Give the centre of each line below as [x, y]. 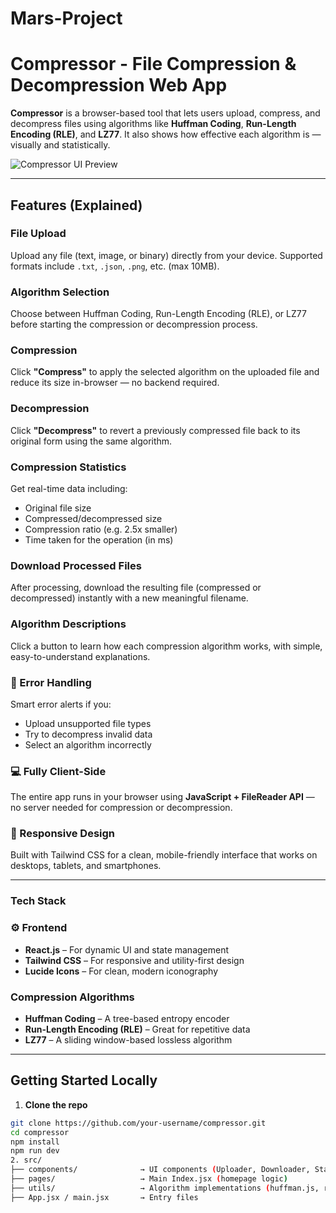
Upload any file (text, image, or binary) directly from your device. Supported [166, 255]
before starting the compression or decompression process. [134, 324]
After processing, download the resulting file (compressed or [136, 588]
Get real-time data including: [69, 488]
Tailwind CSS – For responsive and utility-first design [134, 960]
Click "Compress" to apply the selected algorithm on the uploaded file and [165, 372]
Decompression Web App [119, 85]
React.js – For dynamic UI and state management [127, 949]
